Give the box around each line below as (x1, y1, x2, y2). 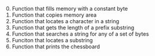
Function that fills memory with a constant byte (11, 5, 128, 12)
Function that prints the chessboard (11, 43, 101, 50)
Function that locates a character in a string (11, 18, 120, 24)
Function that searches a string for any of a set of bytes (11, 30, 150, 38)
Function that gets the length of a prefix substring (11, 24, 135, 31)
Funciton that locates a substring (11, 37, 93, 43)
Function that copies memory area (11, 11, 97, 18)
